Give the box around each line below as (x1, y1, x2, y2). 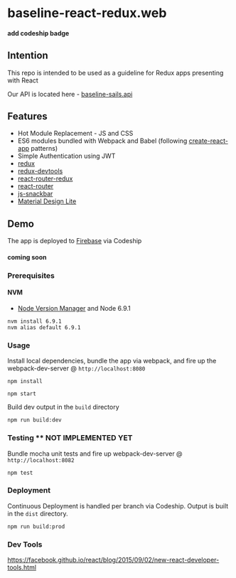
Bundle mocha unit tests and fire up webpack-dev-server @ (7, 449, 183, 458)
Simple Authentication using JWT (17, 151, 116, 161)
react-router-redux (17, 174, 73, 183)
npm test (7, 469, 33, 476)
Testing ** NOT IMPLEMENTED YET (7, 433, 133, 443)
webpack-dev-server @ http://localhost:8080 (7, 364, 146, 373)
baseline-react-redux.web (7, 5, 167, 21)
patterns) (31, 144, 58, 153)
